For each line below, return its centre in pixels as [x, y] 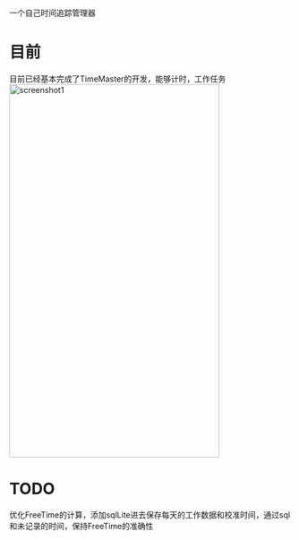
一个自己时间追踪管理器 [52, 13]
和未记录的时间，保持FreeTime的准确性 [81, 527]
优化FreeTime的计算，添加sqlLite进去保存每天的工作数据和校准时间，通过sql [150, 515]
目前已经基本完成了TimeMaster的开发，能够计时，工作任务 [118, 79]
